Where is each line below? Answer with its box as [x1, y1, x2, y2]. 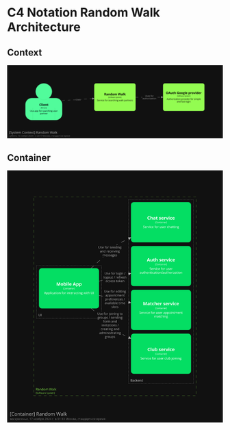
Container [7, 152, 51, 164]
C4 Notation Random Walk [7, 5, 160, 21]
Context [7, 47, 42, 58]
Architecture [7, 19, 81, 35]
